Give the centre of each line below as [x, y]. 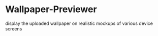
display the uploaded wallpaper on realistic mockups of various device [79, 23]
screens [14, 28]
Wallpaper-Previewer [51, 9]
